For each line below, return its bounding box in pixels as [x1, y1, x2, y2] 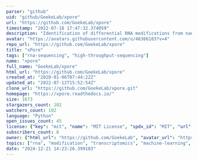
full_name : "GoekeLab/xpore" [6, 63, 78, 70]
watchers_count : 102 [6, 107, 57, 113]
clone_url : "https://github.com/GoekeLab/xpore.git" [6, 86, 138, 91]
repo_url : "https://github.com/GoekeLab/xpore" [6, 42, 126, 48]
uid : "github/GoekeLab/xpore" [6, 14, 81, 20]
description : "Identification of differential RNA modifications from [6, 31, 183, 37]
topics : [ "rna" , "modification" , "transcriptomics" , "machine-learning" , [6, 140, 192, 146]
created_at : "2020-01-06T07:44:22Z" [6, 74, 96, 80]
